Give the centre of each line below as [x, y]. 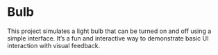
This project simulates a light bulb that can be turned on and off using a [109, 31]
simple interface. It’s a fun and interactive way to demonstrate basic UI [108, 38]
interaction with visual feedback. [54, 45]
